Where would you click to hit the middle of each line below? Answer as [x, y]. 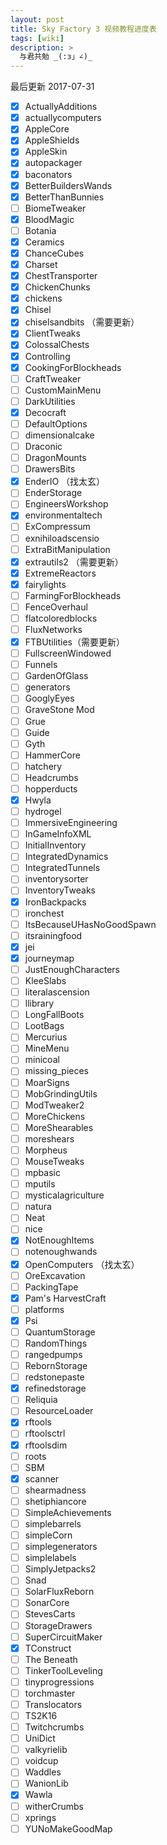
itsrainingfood [53, 935]
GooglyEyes [49, 698]
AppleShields [52, 140]
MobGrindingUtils [61, 1093]
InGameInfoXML [58, 834]
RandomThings [56, 1343]
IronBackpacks [55, 902]
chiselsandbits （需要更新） [82, 322]
